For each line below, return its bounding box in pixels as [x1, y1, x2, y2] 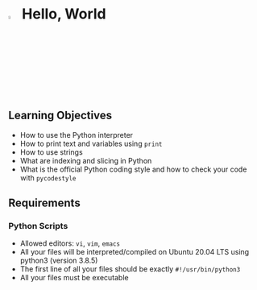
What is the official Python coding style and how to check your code [19, 164, 247, 174]
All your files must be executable [19, 273, 129, 283]
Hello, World [21, 5, 106, 23]
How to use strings [19, 147, 83, 157]
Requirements [8, 197, 81, 210]
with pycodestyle [19, 172, 77, 182]
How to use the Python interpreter [19, 130, 134, 139]
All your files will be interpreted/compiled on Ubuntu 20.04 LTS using [19, 247, 250, 257]
